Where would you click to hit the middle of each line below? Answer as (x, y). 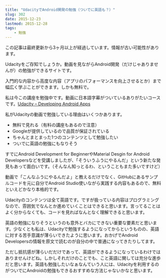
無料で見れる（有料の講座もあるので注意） (56, 125)
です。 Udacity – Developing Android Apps (48, 104)
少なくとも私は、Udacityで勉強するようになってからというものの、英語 (86, 229)
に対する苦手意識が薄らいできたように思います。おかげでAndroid (72, 235)
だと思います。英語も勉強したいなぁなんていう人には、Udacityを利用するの (82, 264)
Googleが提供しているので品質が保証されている (61, 131)
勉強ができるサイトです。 (48, 70)
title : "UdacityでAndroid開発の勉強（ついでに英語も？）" (60, 10)
